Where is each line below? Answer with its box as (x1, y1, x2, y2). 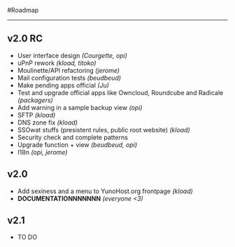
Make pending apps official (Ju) (17, 80, 110, 90)
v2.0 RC (7, 33, 43, 45)
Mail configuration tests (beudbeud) (17, 73, 121, 82)
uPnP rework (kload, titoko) (17, 59, 97, 67)
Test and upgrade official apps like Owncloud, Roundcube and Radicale (17, 88, 224, 97)
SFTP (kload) (17, 111, 56, 119)
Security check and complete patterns (17, 133, 128, 141)
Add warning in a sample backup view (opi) (17, 103, 143, 111)
